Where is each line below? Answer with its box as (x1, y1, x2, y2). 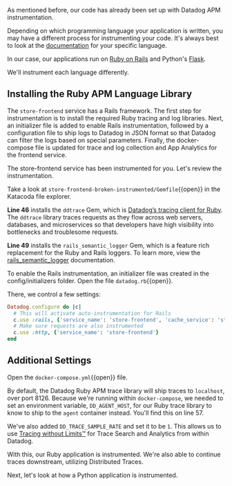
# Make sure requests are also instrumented (13, 323, 144, 330)
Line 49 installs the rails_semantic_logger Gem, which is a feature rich (7, 241, 210, 249)
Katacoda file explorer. (7, 192, 72, 200)
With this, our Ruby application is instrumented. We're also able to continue (7, 450, 221, 458)
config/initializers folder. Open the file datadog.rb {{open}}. (7, 276, 173, 285)
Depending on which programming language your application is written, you (7, 27, 223, 35)
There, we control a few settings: (7, 290, 101, 298)
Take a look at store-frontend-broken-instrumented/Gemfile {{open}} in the (7, 185, 221, 193)
